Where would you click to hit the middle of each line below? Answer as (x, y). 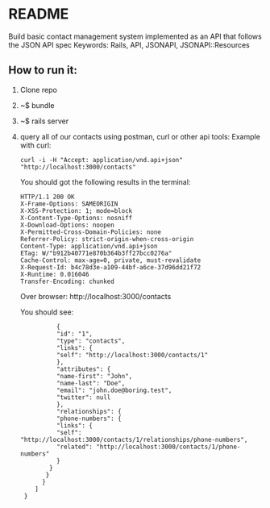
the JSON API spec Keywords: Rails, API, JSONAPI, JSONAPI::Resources (129, 44)
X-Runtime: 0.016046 (54, 274)
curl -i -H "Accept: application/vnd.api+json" (101, 160)
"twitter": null (83, 397)
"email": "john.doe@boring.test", (114, 390)
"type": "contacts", (91, 341)
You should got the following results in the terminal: (105, 181)
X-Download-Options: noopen (67, 225)
